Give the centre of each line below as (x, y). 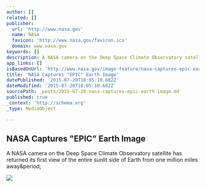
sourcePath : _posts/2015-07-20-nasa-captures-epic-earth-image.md (93, 92)
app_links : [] (25, 63)
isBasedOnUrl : (25, 69)
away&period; (24, 166)
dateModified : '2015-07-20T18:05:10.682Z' (61, 86)
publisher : (20, 23)
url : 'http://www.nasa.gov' (48, 29)
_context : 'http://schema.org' (46, 103)
